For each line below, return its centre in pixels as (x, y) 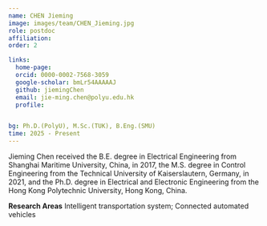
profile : (30, 105)
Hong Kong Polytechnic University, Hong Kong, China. (98, 190)
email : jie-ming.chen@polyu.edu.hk (75, 97)
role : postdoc (32, 30)
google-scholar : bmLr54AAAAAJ (66, 82)
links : (19, 60)
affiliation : (30, 38)
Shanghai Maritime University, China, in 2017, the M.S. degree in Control (127, 165)
